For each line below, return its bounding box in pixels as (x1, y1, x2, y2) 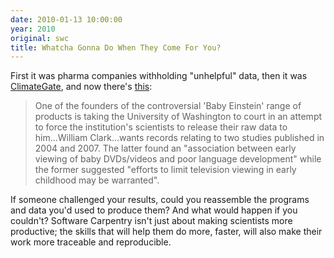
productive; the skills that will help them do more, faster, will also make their (10, 226, 323, 238)
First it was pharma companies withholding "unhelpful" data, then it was (10, 70, 308, 82)
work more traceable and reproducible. (10, 236, 172, 248)
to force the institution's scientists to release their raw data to (34, 121, 288, 133)
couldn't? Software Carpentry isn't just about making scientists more (10, 215, 293, 227)
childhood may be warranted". (34, 174, 160, 186)
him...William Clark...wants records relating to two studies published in (34, 132, 325, 144)
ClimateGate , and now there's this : (10, 81, 153, 93)
